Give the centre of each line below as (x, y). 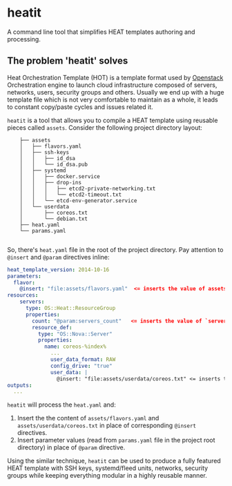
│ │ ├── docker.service (60, 176)
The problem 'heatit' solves (68, 61)
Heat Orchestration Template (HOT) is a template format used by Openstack (115, 77)
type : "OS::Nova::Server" (75, 334)
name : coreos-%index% (75, 347)
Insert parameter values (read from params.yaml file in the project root (116, 440)
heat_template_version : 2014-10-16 (58, 270)
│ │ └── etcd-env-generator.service (78, 201)
